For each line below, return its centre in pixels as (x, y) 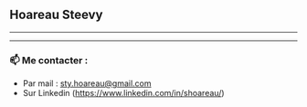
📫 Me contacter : (49, 60)
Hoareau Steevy (56, 15)
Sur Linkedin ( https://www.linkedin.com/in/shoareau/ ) (124, 93)
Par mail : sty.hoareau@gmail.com (87, 83)
